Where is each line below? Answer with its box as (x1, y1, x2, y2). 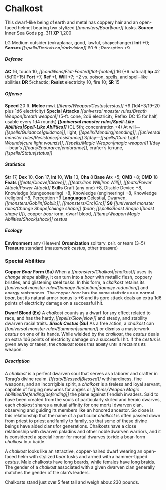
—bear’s (5, 145, 22, 151)
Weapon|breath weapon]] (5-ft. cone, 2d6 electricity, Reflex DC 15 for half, (5, 113, 158, 119)
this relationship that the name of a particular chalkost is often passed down (5, 413, 161, 419)
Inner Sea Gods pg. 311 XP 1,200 (5, 30, 72, 36)
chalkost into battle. (5, 439, 46, 445)
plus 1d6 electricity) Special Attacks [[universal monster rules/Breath (5, 108, 147, 114)
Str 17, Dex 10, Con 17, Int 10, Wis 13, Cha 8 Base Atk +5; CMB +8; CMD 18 (5, 174, 158, 180)
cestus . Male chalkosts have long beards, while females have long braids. (5, 459, 155, 465)
